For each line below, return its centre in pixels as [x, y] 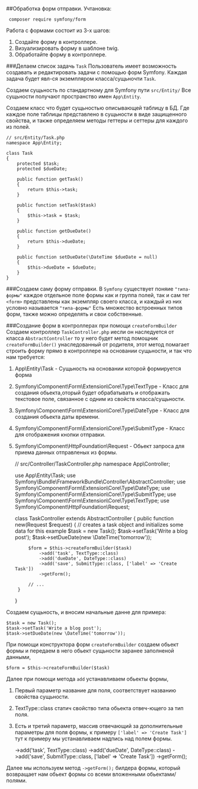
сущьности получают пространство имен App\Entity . [74, 96]
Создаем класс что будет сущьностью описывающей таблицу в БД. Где [98, 108]
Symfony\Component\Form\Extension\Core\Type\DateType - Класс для [102, 411]
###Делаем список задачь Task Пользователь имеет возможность [91, 66]
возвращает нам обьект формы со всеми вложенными [76, 774]
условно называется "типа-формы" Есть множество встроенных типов [94, 308]
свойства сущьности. [42, 697]
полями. [17, 780]
